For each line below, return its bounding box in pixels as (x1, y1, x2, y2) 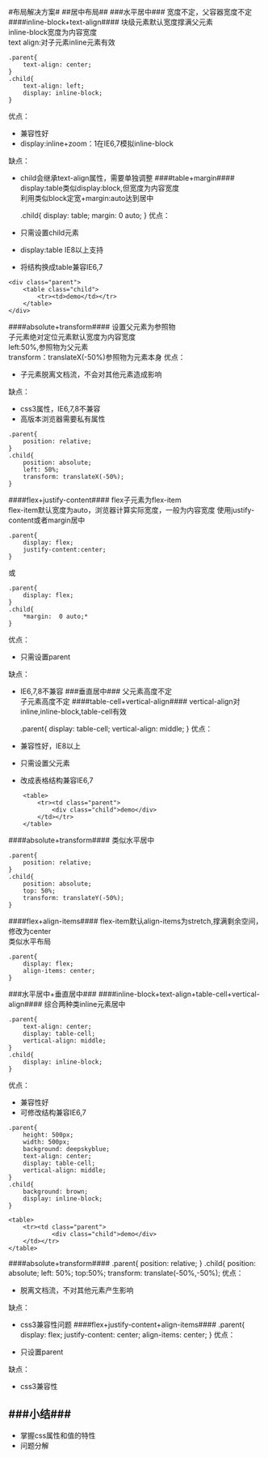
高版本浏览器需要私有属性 (19, 414, 106, 424)
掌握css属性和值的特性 (19, 1430, 96, 1440)
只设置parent (19, 1347, 64, 1357)
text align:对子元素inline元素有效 (8, 37, 115, 47)
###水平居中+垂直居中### (8, 989, 97, 999)
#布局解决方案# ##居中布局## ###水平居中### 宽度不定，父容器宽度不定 (8, 7, 253, 16)
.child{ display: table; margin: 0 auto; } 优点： (19, 211, 171, 220)
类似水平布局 (8, 936, 51, 946)
